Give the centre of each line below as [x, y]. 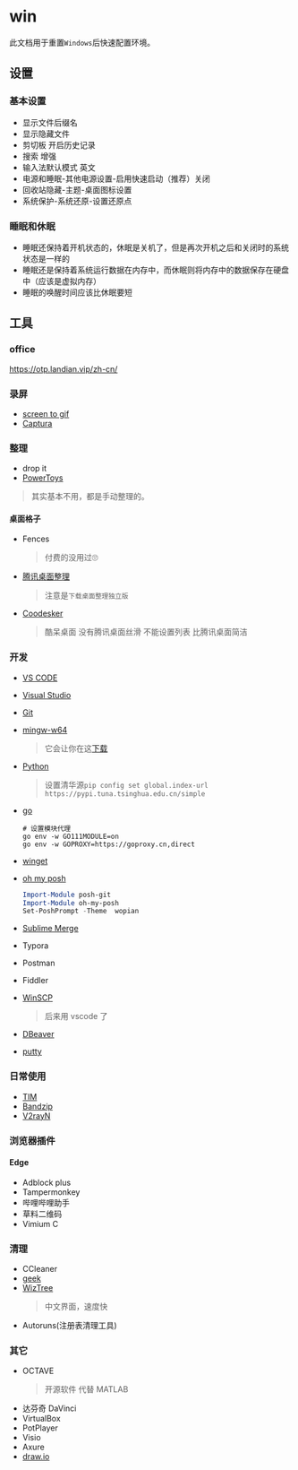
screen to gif [46, 413]
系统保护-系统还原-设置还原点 [77, 201]
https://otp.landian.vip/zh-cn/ [64, 368]
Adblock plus [47, 1182]
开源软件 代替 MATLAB [86, 1389]
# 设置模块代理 [47, 828]
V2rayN [36, 1115]
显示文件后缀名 [50, 122]
